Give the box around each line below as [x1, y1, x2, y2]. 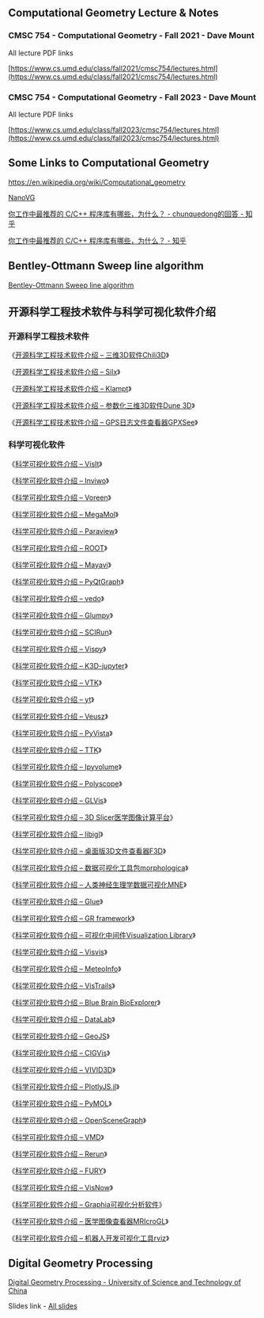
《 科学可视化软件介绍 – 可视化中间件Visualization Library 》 [8, 930, 196, 939]
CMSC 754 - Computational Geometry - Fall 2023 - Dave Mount [8, 91, 257, 102]
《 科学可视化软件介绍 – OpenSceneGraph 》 [8, 1115, 146, 1125]
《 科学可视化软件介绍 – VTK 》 [8, 677, 103, 688]
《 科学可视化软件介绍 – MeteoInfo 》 [8, 964, 122, 973]
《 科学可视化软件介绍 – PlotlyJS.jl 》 [8, 1081, 120, 1091]
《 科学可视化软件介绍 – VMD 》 [8, 1132, 104, 1141]
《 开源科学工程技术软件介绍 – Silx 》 [8, 368, 121, 377]
